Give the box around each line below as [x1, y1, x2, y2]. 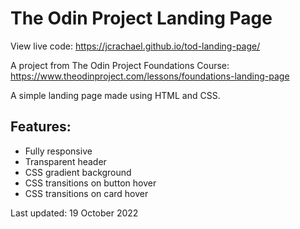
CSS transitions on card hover [24, 187, 149, 199]
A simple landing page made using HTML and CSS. [10, 89, 221, 101]
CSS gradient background [24, 166, 132, 178]
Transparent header [24, 155, 107, 167]
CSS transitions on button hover [24, 177, 157, 189]
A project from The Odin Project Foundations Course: [10, 59, 230, 71]
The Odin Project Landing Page [10, 7, 273, 30]
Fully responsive [24, 145, 93, 157]
